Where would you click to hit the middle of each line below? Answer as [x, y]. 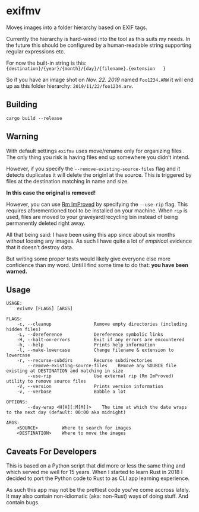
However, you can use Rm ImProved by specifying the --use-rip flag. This [97, 204]
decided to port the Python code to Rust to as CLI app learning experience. [98, 478]
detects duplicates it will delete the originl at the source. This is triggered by [99, 175]
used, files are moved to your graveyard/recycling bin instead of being [92, 217]
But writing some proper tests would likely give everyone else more [89, 259]
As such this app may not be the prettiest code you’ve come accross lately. [98, 490]
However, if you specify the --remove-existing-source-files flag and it [93, 168]
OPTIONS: [17, 402]
